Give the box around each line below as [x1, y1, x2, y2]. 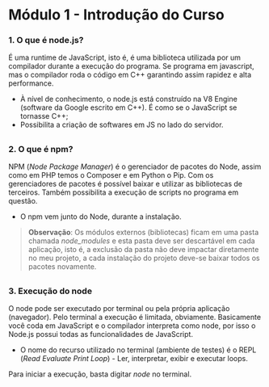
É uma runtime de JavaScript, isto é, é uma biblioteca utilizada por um [8, 53, 241, 62]
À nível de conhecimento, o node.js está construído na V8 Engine [19, 95, 238, 104]
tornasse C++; [19, 111, 69, 121]
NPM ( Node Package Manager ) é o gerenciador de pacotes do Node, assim [8, 162, 262, 171]
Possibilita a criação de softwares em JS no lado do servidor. [19, 120, 224, 130]
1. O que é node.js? [8, 35, 84, 46]
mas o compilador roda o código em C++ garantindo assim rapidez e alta [8, 70, 252, 80]
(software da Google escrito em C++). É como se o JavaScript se [19, 103, 237, 112]
